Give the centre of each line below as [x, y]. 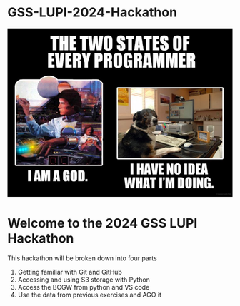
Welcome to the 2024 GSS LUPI [102, 224]
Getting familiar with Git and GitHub [70, 272]
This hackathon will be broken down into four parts [82, 258]
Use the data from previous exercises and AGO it [90, 295]
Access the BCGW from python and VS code [84, 287]
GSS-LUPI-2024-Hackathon [92, 12]
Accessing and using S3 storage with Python [84, 280]
